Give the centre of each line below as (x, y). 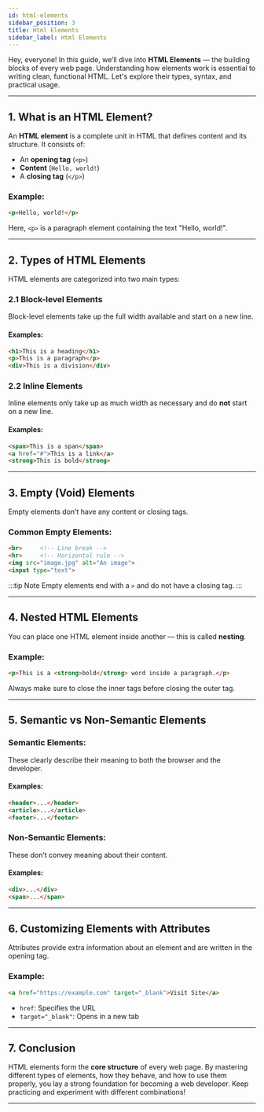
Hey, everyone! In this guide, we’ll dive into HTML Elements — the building (129, 60)
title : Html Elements (44, 30)
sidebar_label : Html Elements (58, 37)
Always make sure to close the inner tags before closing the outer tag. (122, 688)
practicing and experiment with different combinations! (97, 1092)
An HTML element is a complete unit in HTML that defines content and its (128, 136)
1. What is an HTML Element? (81, 117)
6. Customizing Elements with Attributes (109, 929)
